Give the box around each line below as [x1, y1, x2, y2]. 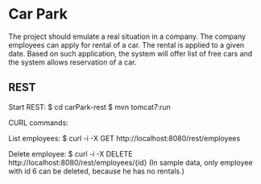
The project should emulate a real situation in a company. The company [8, 31, 246, 41]
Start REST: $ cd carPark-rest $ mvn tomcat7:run [8, 102, 172, 111]
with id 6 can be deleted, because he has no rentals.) [8, 166, 185, 176]
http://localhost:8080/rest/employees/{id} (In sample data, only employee [8, 157, 253, 167]
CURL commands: [8, 118, 68, 128]
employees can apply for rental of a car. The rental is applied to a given [8, 40, 245, 49]
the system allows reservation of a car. [8, 57, 137, 67]
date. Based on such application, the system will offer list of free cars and [8, 48, 253, 58]
